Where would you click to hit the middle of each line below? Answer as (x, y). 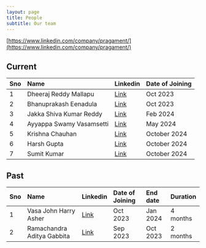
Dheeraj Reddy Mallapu (61, 94)
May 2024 (161, 124)
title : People (25, 18)
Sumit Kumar (46, 154)
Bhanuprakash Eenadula (62, 104)
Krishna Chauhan (52, 134)
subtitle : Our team (31, 23)
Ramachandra (47, 228)
